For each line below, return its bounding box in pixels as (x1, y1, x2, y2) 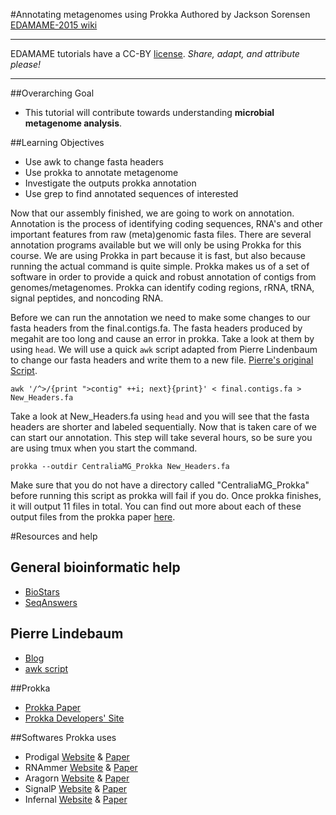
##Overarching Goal (10, 87, 95, 99)
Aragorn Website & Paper (24, 772, 130, 784)
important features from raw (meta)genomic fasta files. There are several (10, 229, 312, 240)
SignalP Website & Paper (24, 782, 128, 794)
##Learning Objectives (10, 137, 105, 148)
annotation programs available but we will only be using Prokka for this (10, 239, 302, 251)
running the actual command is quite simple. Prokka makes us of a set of (10, 260, 310, 272)
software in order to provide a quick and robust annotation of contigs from (10, 271, 317, 283)
